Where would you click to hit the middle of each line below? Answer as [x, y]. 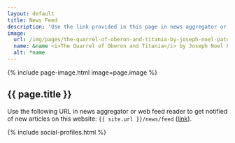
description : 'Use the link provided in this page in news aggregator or [117, 27]
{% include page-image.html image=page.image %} [82, 72]
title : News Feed [33, 20]
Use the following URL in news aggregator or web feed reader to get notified [117, 111]
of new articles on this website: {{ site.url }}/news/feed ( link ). [100, 119]
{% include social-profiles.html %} [57, 132]
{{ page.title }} [40, 95]
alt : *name [29, 53]
